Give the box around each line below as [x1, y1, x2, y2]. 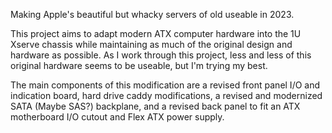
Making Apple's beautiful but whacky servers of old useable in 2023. [10, 9, 295, 20]
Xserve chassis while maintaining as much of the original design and [10, 39, 293, 50]
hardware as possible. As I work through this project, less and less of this [10, 49, 312, 61]
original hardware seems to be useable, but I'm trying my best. [10, 60, 268, 71]
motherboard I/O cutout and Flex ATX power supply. [10, 111, 225, 123]
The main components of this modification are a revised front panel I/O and [10, 79, 321, 91]
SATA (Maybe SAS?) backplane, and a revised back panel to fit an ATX [10, 100, 301, 112]
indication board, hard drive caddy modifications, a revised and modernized [10, 90, 323, 101]
